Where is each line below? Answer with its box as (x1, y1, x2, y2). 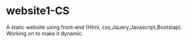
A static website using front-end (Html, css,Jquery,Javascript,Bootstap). (6, 24, 183, 31)
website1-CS (6, 4, 70, 18)
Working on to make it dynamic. (6, 29, 84, 37)
